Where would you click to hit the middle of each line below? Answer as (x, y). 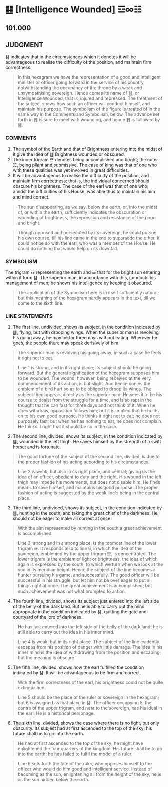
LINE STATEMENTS (29, 316)
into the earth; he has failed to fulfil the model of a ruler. (75, 754)
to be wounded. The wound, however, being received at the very (84, 378)
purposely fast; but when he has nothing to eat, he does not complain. (90, 421)
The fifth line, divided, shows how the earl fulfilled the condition (78, 667)
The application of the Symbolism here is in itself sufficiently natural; (88, 292)
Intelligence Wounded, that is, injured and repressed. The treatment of (90, 98)
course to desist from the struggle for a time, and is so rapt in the (85, 400)
